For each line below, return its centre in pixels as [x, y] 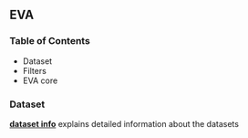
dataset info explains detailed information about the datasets [124, 123]
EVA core [40, 80]
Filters [35, 70]
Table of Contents [50, 41]
